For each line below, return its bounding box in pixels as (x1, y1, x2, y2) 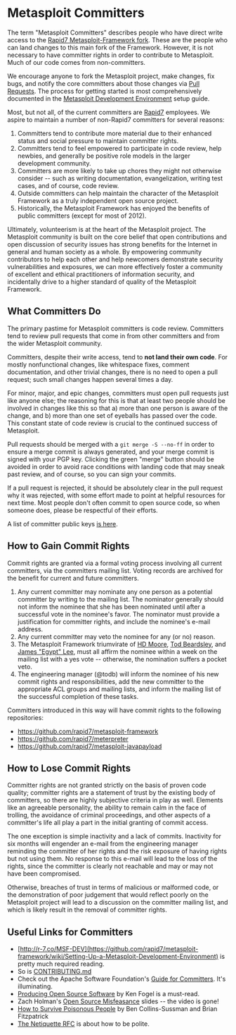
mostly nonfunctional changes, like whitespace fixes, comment (7, 360, 190, 368)
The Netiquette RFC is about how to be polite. (17, 1019, 150, 1028)
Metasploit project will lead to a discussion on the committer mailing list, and (7, 898, 228, 907)
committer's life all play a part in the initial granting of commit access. (7, 819, 209, 827)
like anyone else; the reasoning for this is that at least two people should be (7, 396, 226, 404)
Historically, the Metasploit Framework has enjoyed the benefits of (17, 204, 210, 212)
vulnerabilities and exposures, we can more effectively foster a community (7, 262, 223, 271)
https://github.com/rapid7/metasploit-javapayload (17, 742, 162, 750)
